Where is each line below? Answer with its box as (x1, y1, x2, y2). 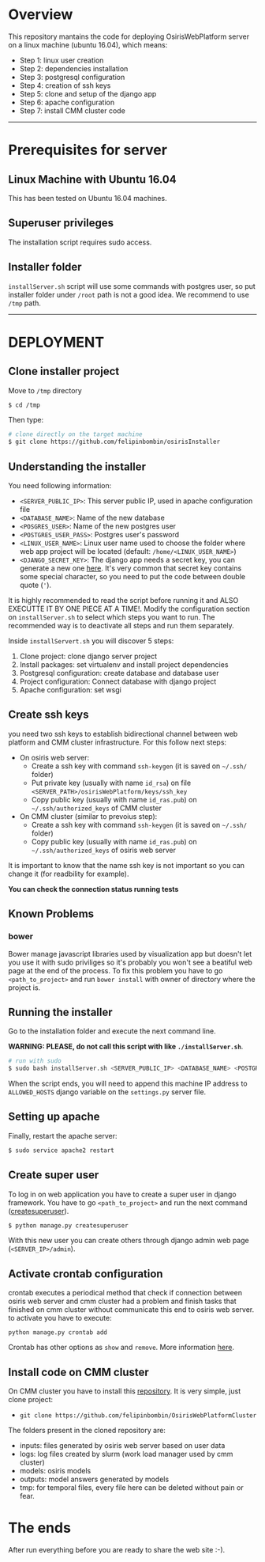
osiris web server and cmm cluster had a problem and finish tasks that (8, 1296, 237, 1306)
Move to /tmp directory (8, 385, 83, 395)
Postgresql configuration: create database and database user (19, 669, 219, 677)
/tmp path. (8, 298, 42, 308)
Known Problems (8, 908, 95, 921)
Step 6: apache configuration (19, 97, 115, 107)
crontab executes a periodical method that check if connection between (8, 1288, 243, 1298)
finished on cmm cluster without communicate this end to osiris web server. (8, 1305, 255, 1314)
